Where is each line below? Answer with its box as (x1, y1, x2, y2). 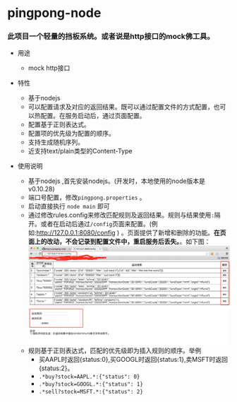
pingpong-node (7, 5, 102, 21)
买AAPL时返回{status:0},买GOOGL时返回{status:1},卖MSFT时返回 (38, 355, 228, 363)
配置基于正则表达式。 (28, 120, 90, 129)
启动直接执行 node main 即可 (28, 202, 110, 211)
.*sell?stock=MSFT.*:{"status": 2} (38, 388, 143, 395)
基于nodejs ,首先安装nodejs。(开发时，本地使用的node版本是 (28, 177, 206, 185)
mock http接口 (28, 64, 71, 72)
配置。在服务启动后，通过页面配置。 (40, 112, 146, 120)
